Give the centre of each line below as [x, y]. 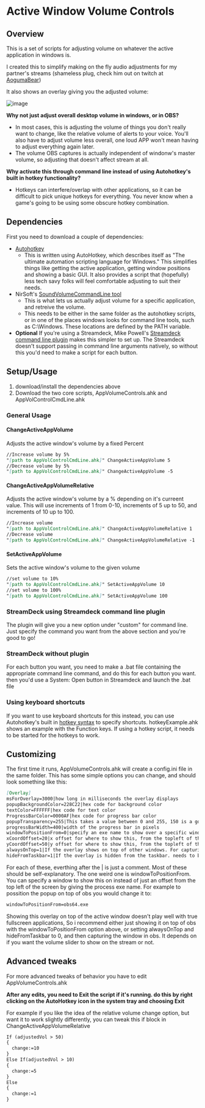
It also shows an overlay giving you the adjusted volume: [77, 92]
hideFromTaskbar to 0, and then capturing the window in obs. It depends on [102, 936]
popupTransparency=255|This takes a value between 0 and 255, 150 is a [99, 821]
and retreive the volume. [55, 307]
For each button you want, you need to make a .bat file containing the [94, 667]
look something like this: [37, 782]
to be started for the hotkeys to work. [53, 735]
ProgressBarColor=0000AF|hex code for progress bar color [81, 816]
